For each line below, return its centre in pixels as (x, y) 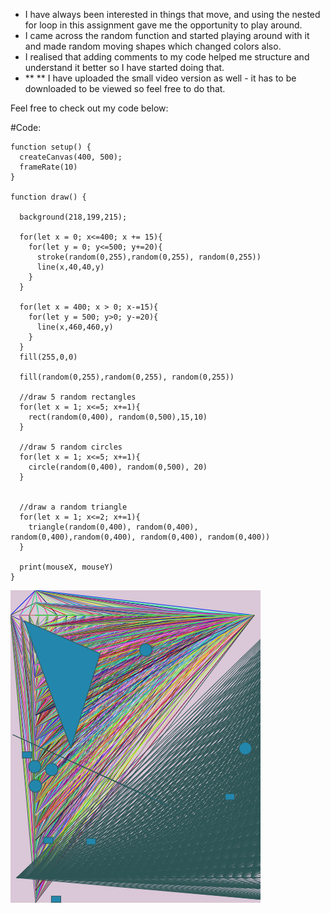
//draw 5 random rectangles (78, 397)
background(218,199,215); (73, 217)
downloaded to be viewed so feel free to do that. (125, 88)
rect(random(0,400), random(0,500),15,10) (118, 417)
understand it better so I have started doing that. (124, 67)
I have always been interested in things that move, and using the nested (172, 14)
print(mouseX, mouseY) (66, 567)
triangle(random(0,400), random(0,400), (113, 527)
